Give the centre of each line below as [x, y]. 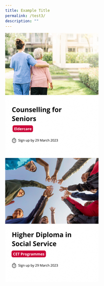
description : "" [22, 21]
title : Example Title [28, 10]
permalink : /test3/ [25, 16]
